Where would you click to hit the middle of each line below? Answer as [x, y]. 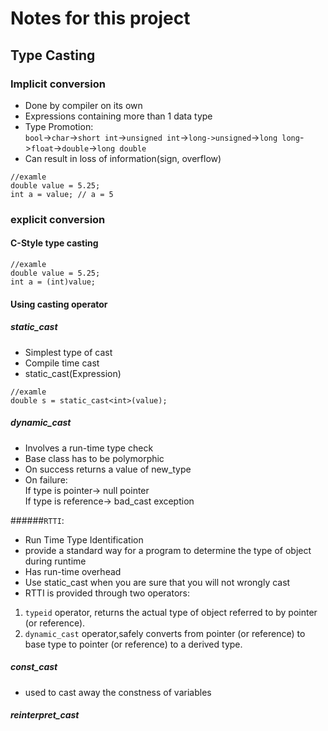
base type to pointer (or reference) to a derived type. [133, 644]
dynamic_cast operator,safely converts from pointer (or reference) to [165, 633]
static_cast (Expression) [73, 373]
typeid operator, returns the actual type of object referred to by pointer [171, 612]
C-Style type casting [54, 243]
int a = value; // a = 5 [62, 194]
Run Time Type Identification [84, 539]
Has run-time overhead [73, 571]
